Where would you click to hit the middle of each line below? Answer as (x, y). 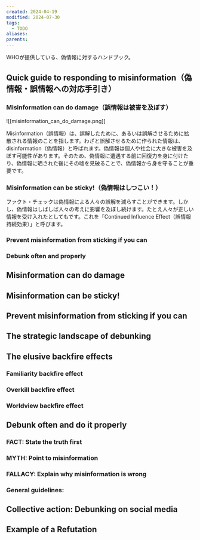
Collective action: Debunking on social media (92, 509)
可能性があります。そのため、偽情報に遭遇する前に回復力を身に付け (100, 155)
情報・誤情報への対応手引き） (61, 89)
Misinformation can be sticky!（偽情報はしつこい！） (84, 188)
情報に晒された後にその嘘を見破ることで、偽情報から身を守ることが (105, 163)
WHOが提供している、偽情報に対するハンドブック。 (70, 57)
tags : (13, 23)
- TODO (20, 28)
